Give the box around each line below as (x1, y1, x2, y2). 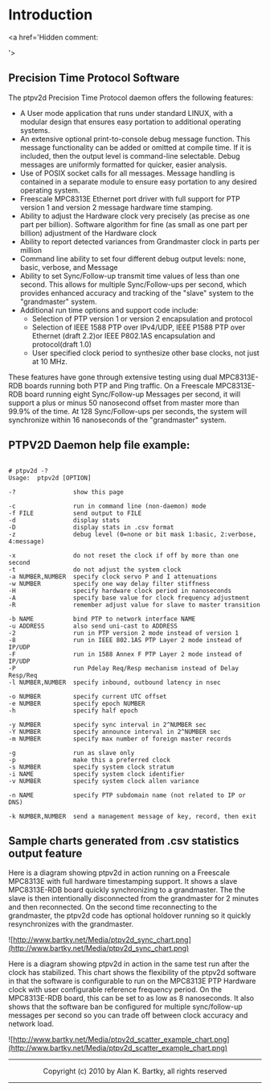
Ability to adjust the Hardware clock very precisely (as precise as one (19, 211, 251, 221)
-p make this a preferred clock (8, 756, 171, 764)
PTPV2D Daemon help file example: (8, 438, 190, 452)
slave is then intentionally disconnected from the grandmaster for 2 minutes (8, 894, 260, 903)
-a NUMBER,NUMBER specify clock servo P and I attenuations (8, 572, 218, 581)
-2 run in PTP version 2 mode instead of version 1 (8, 628, 239, 637)
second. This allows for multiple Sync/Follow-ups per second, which (19, 280, 247, 289)
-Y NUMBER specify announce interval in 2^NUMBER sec (8, 728, 221, 736)
